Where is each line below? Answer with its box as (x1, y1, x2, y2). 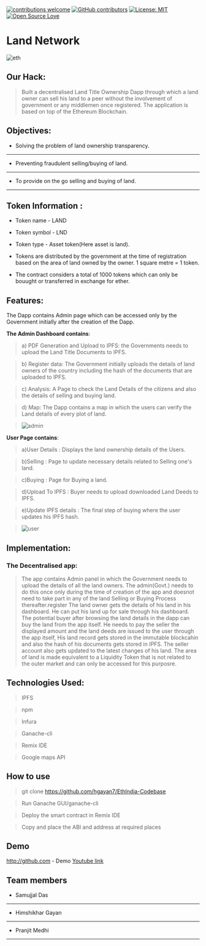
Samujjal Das (15, 891, 48, 899)
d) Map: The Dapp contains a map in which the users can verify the (21, 404, 192, 411)
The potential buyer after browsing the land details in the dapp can (21, 614, 190, 621)
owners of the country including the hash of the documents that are (21, 367, 193, 374)
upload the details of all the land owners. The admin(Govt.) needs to (21, 581, 194, 589)
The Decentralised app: (6, 561, 78, 570)
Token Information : (6, 200, 83, 211)
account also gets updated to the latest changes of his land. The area (21, 646, 197, 654)
